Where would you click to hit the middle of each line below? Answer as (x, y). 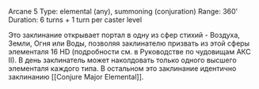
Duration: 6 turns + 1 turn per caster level (75, 20)
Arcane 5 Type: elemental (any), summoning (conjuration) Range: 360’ (123, 11)
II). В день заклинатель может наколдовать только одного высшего (122, 60)
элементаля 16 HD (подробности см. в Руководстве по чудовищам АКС (129, 52)
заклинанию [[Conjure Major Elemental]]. (76, 77)
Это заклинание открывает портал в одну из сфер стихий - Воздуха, (124, 35)
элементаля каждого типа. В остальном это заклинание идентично (122, 69)
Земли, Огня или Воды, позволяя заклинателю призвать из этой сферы (129, 43)
